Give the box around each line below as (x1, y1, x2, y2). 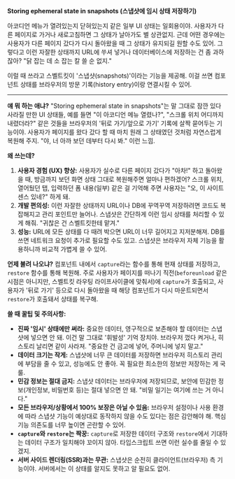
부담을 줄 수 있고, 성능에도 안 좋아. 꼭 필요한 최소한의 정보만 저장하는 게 (24, 359, 219, 368)
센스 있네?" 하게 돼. (17, 192, 71, 201)
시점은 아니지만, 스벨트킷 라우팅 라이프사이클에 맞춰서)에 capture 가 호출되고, (7, 278, 217, 285)
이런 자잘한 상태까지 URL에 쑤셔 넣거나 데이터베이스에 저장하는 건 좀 (25, 48, 211, 56)
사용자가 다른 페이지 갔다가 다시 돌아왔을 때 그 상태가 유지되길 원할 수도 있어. (7, 39, 216, 48)
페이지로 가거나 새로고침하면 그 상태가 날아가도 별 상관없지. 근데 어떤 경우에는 (14, 31, 226, 38)
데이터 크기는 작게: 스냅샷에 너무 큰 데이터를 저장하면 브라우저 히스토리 (17, 351, 210, 359)
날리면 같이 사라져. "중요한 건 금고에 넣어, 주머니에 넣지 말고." (36, 342, 204, 350)
